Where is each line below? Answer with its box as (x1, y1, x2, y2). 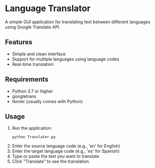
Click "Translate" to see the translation (12, 158, 89, 165)
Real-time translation (12, 61, 54, 67)
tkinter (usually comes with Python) (12, 98, 83, 104)
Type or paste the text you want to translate (12, 153, 99, 159)
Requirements (5, 76, 48, 84)
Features (5, 38, 32, 46)
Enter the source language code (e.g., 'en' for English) (12, 143, 120, 149)
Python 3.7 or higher (12, 88, 53, 94)
